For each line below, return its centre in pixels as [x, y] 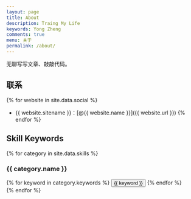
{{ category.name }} [37, 169]
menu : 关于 [19, 40]
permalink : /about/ [31, 46]
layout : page [23, 12]
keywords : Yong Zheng [34, 29]
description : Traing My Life [43, 23]
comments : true [26, 35]
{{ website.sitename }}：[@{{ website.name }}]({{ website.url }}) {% [100, 113]
